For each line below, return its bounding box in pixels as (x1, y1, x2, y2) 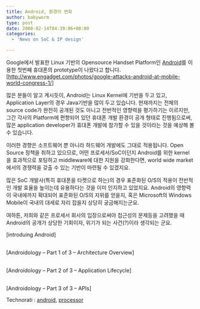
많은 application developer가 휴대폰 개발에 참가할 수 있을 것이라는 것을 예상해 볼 (6, 122, 195, 128)
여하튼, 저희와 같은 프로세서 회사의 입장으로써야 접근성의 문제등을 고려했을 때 (6, 212, 185, 218)
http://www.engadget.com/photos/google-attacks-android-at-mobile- (8, 73, 180, 80)
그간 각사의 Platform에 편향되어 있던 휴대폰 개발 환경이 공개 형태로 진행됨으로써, (6, 114, 193, 121)
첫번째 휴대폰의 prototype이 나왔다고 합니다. (17, 66, 121, 73)
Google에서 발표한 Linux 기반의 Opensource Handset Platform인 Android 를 (6, 59, 187, 66)
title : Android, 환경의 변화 (6, 8, 73, 15)
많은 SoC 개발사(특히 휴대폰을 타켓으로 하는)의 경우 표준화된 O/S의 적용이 (6, 177, 178, 184)
